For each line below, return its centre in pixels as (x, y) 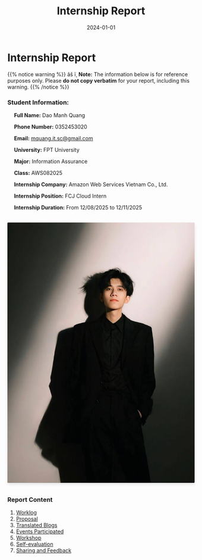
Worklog (26, 512)
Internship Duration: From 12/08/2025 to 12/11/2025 (78, 207)
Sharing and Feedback (44, 550)
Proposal (27, 519)
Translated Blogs (37, 525)
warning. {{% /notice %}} (38, 87)
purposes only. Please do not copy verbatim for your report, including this (99, 80)
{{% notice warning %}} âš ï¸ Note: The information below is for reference (98, 74)
